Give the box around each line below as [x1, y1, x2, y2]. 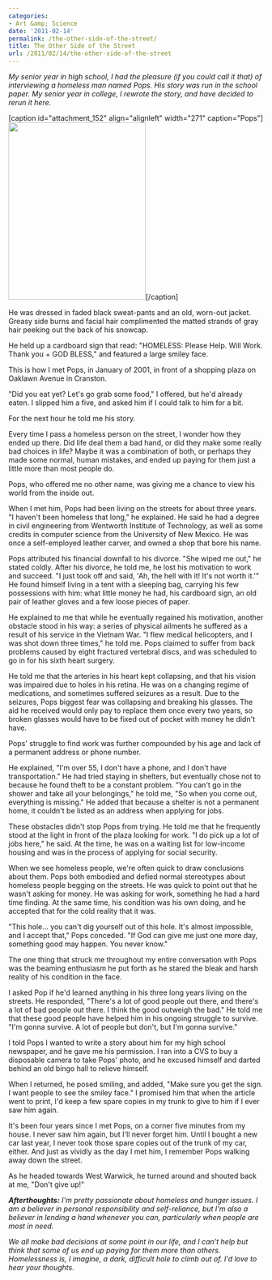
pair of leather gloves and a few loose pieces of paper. [8, 597, 190, 606]
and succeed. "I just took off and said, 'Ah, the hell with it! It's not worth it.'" [8, 571, 260, 580]
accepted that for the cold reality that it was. [8, 907, 156, 915]
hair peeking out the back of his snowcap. [8, 325, 148, 335]
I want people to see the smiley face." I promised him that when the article [8, 1088, 256, 1098]
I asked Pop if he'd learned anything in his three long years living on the [8, 988, 248, 997]
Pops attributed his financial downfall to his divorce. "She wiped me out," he [8, 554, 261, 563]
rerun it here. [8, 98, 52, 107]
